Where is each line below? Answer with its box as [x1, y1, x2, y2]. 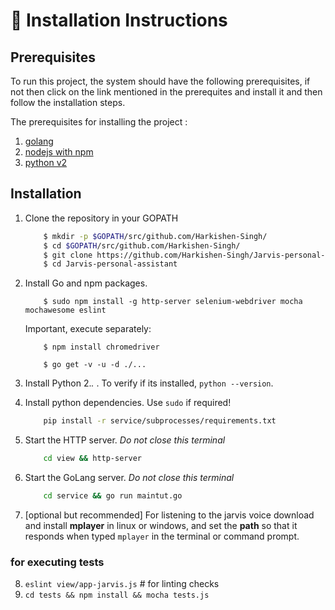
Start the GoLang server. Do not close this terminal [24, 472, 235, 484]
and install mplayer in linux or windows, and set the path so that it [24, 519, 298, 531]
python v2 [24, 157, 68, 168]
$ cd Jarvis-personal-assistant [43, 259, 178, 269]
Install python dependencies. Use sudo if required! [24, 397, 232, 409]
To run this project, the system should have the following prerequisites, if [10, 75, 311, 87]
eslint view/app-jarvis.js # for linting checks [24, 578, 220, 590]
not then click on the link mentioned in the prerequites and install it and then [10, 86, 323, 98]
